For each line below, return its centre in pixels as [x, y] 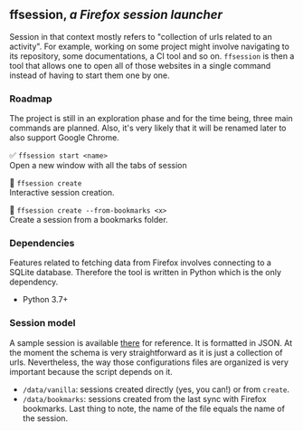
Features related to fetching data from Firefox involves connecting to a [140, 263]
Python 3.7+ [45, 300]
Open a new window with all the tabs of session [98, 166]
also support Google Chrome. [64, 138]
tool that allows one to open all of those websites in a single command [140, 65]
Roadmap [31, 99]
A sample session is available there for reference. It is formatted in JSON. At [151, 342]
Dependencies [42, 244]
